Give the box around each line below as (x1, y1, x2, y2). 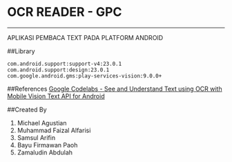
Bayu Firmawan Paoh (17, 141, 78, 149)
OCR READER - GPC (7, 4, 122, 20)
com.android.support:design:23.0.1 (7, 66, 110, 73)
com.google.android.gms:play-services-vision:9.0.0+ (7, 72, 162, 80)
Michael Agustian (17, 118, 67, 127)
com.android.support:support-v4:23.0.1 (7, 60, 122, 67)
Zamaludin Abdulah (17, 148, 73, 156)
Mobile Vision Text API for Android (7, 91, 105, 100)
